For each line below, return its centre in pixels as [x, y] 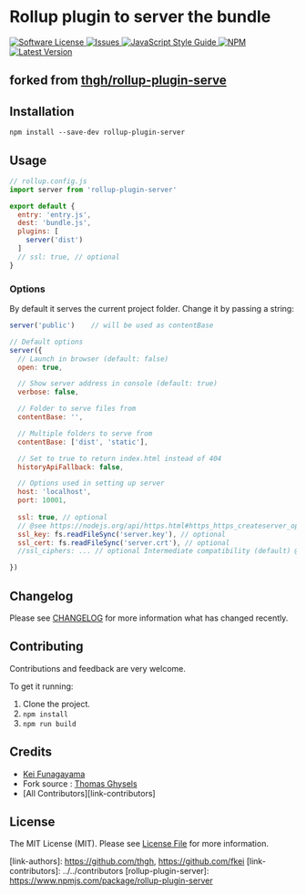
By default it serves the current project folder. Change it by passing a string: [152, 309]
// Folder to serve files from [77, 409]
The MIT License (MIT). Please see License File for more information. [139, 844]
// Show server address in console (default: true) [118, 384]
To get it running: [41, 686]
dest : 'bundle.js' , [55, 223]
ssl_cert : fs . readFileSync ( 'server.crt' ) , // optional [124, 543]
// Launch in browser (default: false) [93, 359]
